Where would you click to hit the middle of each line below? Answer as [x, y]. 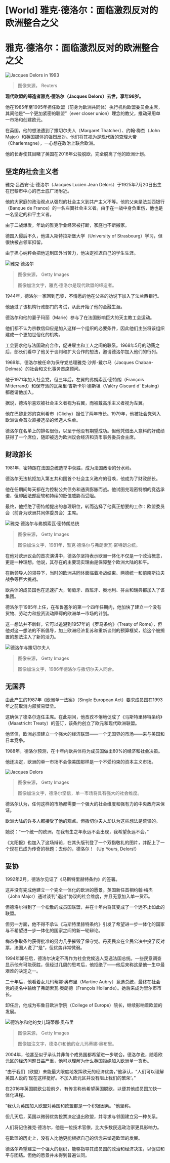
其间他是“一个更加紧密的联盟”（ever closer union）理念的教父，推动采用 [81, 113]
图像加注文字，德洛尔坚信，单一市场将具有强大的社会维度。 [80, 793]
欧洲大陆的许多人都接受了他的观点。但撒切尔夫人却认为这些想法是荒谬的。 [83, 821]
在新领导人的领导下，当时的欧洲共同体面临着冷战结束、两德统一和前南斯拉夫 [85, 573]
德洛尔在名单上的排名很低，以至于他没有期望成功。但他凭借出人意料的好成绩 [85, 430]
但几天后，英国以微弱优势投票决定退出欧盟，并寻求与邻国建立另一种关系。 [83, 1116]
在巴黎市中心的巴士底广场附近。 [38, 191]
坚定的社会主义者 [32, 171]
